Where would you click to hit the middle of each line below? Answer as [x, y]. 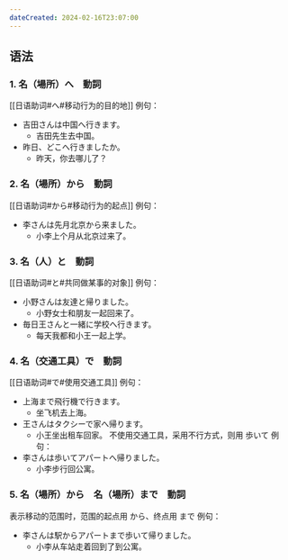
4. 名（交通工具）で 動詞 [66, 361]
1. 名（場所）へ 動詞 [55, 84]
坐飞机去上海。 [63, 413]
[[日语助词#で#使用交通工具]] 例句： [76, 383]
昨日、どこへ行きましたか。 [74, 147]
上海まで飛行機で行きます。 [73, 402]
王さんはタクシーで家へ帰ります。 [85, 424]
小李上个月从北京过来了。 [83, 236]
